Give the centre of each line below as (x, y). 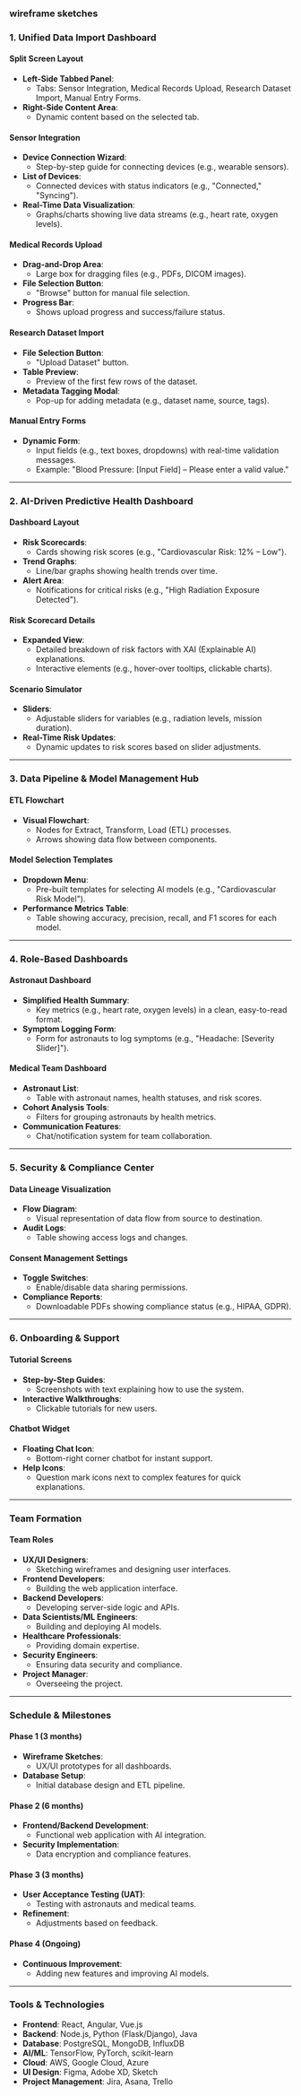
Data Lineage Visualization (60, 1189)
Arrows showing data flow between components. (126, 839)
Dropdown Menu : (55, 879)
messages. (56, 459)
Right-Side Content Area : (70, 108)
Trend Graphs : (50, 561)
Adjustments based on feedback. (97, 1923)
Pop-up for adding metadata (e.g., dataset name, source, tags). (153, 400)
